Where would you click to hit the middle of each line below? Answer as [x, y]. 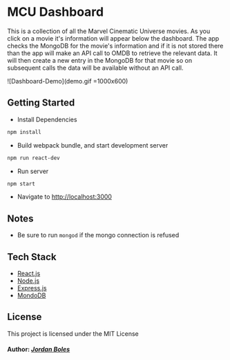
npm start [21, 183]
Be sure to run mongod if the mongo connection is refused [98, 235]
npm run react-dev [33, 158]
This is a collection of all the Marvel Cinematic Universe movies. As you [109, 31]
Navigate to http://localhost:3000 [65, 197]
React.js [29, 273]
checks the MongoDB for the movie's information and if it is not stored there [115, 46]
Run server [33, 171]
